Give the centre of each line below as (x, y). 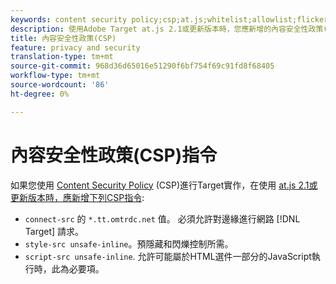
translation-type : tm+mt (62, 57)
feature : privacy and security (75, 47)
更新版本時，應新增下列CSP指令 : (77, 197)
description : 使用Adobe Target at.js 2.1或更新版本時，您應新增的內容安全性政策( (169, 29)
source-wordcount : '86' (60, 85)
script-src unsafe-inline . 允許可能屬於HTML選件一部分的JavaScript (168, 256)
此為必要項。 (78, 268)
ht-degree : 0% (40, 94)
